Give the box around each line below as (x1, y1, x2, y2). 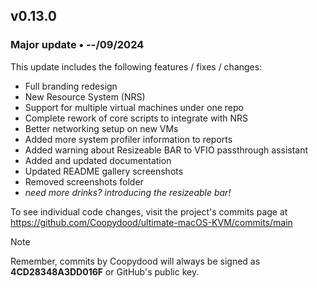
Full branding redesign (24, 80, 118, 92)
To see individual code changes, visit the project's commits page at (10, 205, 288, 218)
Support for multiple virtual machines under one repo (24, 101, 244, 113)
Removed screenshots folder (24, 175, 144, 188)
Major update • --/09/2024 (10, 38, 145, 52)
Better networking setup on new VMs (24, 122, 179, 134)
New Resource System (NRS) (24, 90, 146, 103)
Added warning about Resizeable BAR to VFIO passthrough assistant (24, 144, 309, 156)
